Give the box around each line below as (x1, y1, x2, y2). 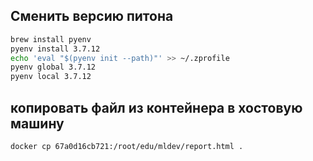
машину (10, 115, 65, 132)
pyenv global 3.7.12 (10, 62, 97, 73)
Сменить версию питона (10, 8, 174, 25)
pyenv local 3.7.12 (10, 72, 92, 82)
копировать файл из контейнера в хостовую (10, 99, 303, 116)
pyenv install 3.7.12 (10, 44, 101, 54)
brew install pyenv (10, 34, 92, 44)
